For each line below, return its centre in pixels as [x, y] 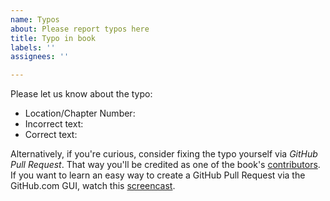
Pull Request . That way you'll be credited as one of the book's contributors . [165, 165]
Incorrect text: [54, 124]
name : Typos [35, 19]
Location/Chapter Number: [80, 113]
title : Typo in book [53, 38]
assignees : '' [40, 57]
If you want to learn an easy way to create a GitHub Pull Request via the [158, 175]
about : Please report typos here [80, 29]
